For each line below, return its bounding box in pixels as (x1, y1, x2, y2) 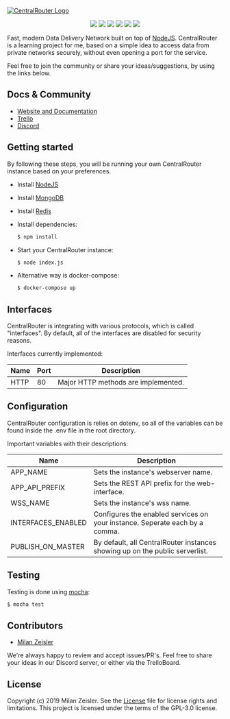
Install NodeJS (16, 180, 59, 188)
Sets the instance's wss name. (93, 498, 192, 507)
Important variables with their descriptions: (7, 439, 129, 448)
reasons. (7, 337, 32, 345)
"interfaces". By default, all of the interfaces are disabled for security (7, 329, 201, 337)
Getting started (7, 141, 74, 154)
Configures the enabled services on (93, 509, 209, 519)
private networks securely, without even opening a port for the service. (7, 49, 207, 56)
